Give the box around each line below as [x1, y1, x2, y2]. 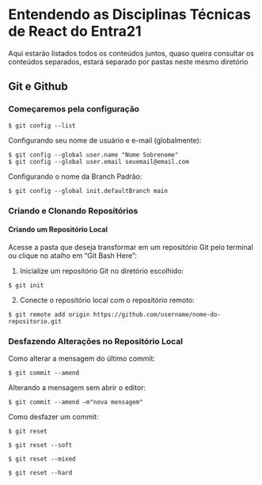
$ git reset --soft [8, 441, 73, 449]
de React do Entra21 [8, 22, 142, 40]
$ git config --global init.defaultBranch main [8, 187, 169, 195]
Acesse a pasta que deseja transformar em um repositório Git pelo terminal [8, 242, 253, 252]
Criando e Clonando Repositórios [8, 205, 139, 216]
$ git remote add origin [8, 310, 90, 318]
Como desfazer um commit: [8, 412, 99, 422]
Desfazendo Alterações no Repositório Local [8, 335, 184, 347]
